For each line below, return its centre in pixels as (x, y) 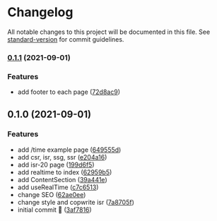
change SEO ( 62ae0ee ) (52, 194)
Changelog (40, 12)
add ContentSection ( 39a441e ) (62, 179)
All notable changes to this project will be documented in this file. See (109, 32)
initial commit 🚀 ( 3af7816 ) (54, 210)
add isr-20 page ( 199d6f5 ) (56, 165)
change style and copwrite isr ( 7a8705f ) (76, 202)
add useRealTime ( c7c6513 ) (58, 187)
